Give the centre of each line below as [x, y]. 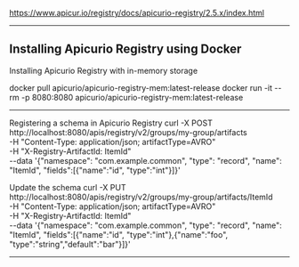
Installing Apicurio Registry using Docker [125, 49]
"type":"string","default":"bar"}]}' [70, 244]
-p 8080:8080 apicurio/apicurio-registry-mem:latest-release [132, 97]
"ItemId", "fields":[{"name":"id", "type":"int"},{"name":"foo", [119, 234]
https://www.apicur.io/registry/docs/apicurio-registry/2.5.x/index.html [137, 13]
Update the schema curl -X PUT [68, 187]
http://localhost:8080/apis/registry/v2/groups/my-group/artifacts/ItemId [141, 197]
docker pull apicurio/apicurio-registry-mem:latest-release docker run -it [141, 87]
